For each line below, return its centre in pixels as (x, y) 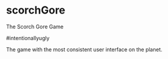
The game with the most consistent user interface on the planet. (84, 49)
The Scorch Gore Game (35, 27)
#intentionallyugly (28, 38)
